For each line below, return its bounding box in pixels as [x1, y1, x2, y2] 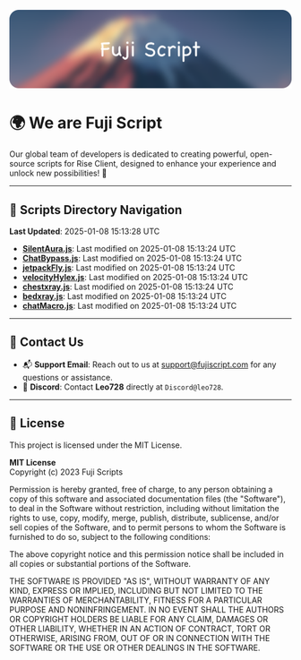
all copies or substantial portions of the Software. [9, 558, 191, 569]
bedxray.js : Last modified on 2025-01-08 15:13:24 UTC [21, 291, 227, 302]
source [9, 159, 36, 169]
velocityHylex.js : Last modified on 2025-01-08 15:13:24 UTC [21, 272, 249, 283]
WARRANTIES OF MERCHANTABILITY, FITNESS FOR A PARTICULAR [9, 595, 262, 605]
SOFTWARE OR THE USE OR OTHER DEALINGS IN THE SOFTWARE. [9, 642, 261, 653]
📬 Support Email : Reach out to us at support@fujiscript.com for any [21, 359, 277, 370]
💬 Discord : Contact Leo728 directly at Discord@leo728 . [21, 381, 224, 392]
